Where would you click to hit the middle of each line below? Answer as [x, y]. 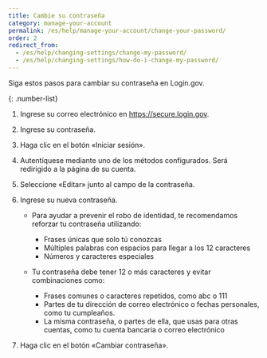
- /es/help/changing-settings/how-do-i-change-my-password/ [117, 61]
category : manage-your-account [60, 23]
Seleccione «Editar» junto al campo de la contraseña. [107, 184]
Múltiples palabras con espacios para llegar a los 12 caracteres [147, 248]
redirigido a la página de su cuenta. [78, 169]
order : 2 [23, 38]
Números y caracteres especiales [98, 256]
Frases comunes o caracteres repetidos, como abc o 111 [135, 296]
